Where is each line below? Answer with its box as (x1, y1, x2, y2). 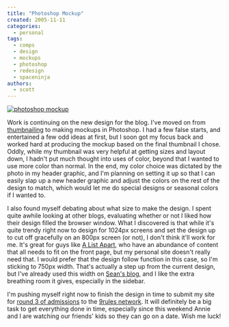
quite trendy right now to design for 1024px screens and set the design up (7, 226, 216, 235)
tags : (7, 36, 23, 42)
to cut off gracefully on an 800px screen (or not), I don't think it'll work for (7, 233, 215, 241)
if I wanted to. (7, 191, 46, 199)
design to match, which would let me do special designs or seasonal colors (7, 184, 219, 192)
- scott (13, 86, 36, 93)
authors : (7, 80, 32, 87)
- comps (13, 42, 36, 49)
